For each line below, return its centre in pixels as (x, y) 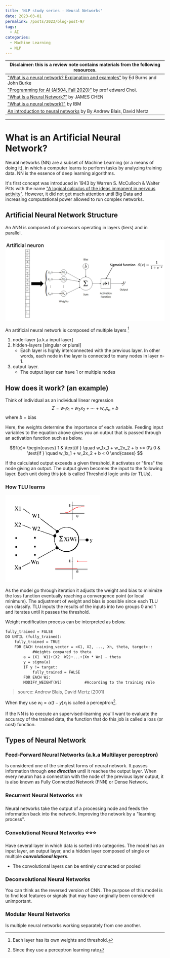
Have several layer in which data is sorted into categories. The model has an (85, 845)
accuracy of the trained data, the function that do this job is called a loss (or (84, 719)
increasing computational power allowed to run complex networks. (75, 199)
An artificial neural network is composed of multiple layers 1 (67, 330)
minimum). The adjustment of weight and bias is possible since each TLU (82, 601)
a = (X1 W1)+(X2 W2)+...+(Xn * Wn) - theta (72, 657)
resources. (85, 70)
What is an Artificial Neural (63, 138)
